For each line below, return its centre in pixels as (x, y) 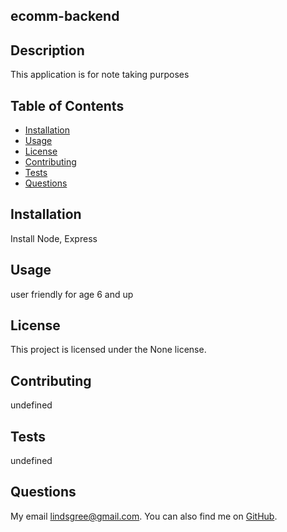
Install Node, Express (54, 238)
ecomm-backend (65, 16)
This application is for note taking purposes (100, 75)
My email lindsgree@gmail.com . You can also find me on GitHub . (144, 516)
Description (47, 50)
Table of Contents (67, 105)
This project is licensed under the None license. (108, 350)
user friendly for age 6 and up (72, 294)
